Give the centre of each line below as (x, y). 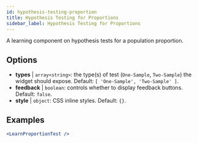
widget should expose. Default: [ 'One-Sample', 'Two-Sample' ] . (97, 81)
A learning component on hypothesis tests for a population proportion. (95, 41)
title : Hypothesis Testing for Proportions (63, 18)
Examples (25, 120)
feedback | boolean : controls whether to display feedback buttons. (99, 88)
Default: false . (34, 94)
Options (22, 60)
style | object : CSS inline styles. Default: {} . (71, 101)
